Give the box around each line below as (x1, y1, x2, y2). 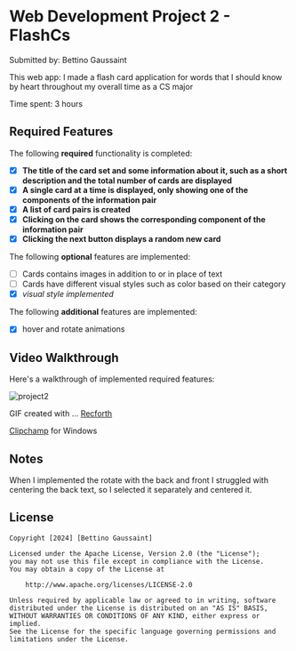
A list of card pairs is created (21, 204, 131, 214)
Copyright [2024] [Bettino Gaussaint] (9, 534, 153, 542)
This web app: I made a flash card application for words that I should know (9, 71, 283, 82)
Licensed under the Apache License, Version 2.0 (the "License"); (9, 549, 260, 558)
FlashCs (9, 25, 71, 45)
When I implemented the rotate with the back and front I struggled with (9, 474, 269, 486)
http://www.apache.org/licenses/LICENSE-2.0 (25, 580, 193, 589)
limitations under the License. (9, 634, 129, 644)
